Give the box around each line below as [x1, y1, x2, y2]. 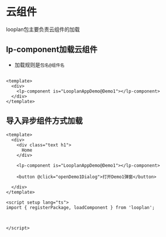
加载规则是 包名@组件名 [14, 61, 65, 68]
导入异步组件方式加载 [6, 116, 83, 126]
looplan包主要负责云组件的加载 [6, 26, 80, 33]
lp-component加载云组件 [6, 44, 98, 54]
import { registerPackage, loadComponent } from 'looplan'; [6, 204, 156, 211]
